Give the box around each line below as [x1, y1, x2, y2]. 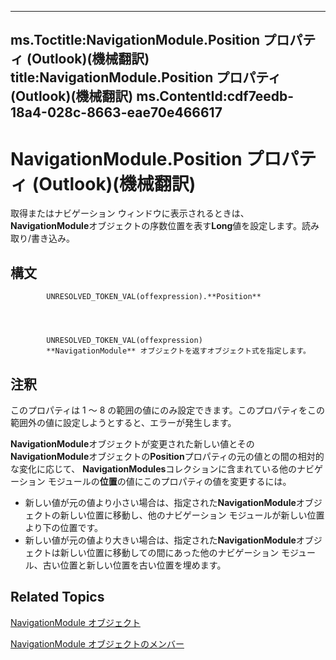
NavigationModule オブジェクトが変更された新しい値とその [10, 437, 255, 450]
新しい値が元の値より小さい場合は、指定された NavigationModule [24, 496, 297, 508]
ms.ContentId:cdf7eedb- [136, 88, 295, 105]
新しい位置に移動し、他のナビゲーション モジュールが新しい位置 [59, 509, 325, 521]
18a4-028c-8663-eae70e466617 [10, 104, 223, 121]
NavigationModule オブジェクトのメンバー [10, 637, 185, 650]
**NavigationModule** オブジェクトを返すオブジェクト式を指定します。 [46, 346, 311, 356]
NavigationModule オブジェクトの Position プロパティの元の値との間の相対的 [10, 450, 325, 462]
